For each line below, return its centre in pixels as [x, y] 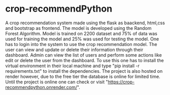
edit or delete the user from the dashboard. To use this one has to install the [84, 60]
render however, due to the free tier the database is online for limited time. [83, 76]
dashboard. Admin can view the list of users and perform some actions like [84, 55]
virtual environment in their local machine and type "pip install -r [72, 66]
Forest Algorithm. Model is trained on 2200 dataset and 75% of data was [81, 33]
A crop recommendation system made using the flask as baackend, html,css [85, 23]
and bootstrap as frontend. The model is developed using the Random [78, 28]
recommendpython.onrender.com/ [41, 87]
